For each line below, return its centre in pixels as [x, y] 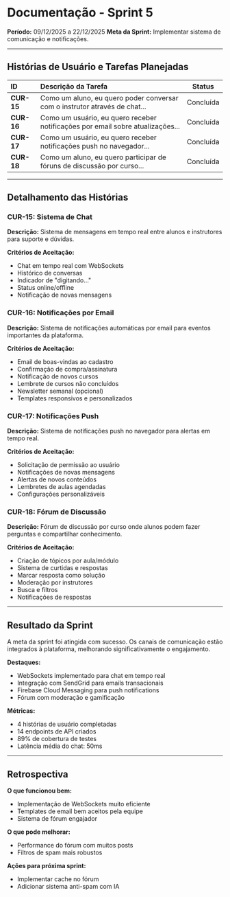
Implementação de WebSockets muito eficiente [84, 804]
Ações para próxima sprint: [47, 865]
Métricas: [21, 711]
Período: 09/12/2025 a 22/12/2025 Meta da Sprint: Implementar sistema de [114, 32]
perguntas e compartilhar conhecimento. [65, 534]
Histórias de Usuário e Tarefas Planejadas [98, 67]
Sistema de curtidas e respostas [62, 568]
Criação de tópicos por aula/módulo [68, 560]
